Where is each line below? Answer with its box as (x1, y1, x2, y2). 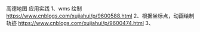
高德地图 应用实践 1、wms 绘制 (6, 5, 82, 12)
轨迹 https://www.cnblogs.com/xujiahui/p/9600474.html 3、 (6, 20, 154, 26)
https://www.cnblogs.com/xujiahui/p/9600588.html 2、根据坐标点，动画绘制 (6, 12, 195, 19)
